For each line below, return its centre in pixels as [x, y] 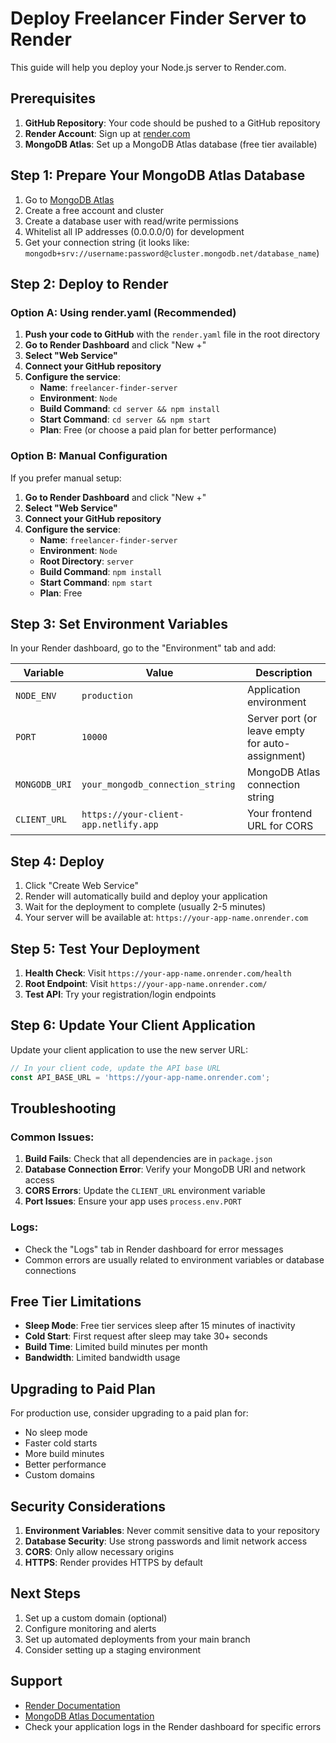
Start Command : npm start [96, 582]
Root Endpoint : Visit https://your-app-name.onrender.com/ [146, 983]
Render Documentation [72, 1705]
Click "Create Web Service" [82, 886]
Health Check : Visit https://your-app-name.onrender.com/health [158, 973]
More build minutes [64, 1454]
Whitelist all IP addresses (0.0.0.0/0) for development [134, 231]
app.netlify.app [120, 825]
